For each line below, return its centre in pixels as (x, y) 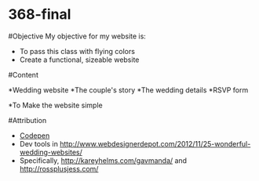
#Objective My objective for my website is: (77, 36)
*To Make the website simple (56, 105)
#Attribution (27, 120)
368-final (40, 14)
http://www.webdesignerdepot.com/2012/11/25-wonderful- (155, 143)
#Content (24, 74)
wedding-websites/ (51, 152)
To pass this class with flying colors (77, 51)
